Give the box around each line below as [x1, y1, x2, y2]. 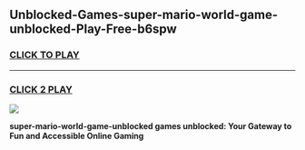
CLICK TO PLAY [9, 49, 80, 62]
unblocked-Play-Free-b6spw [9, 22, 177, 37]
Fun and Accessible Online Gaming [9, 130, 144, 141]
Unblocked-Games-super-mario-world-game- [9, 7, 279, 23]
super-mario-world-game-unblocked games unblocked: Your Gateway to [9, 120, 292, 131]
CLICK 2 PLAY [9, 83, 73, 95]
